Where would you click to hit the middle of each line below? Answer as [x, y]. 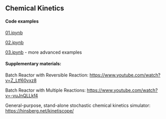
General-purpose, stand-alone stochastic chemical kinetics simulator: [78, 105]
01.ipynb [14, 32]
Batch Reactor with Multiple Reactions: [46, 90]
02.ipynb [14, 42]
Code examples [22, 21]
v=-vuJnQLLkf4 [22, 95]
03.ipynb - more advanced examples [44, 52]
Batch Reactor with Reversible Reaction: [47, 75]
